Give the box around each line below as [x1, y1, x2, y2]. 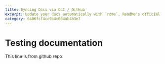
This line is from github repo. [5, 53, 64, 59]
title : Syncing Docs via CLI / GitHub [5, 7, 85, 12]
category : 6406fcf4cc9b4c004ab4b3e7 [5, 16, 81, 21]
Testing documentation [5, 37, 103, 48]
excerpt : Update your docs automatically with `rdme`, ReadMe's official [5, 12, 161, 17]
